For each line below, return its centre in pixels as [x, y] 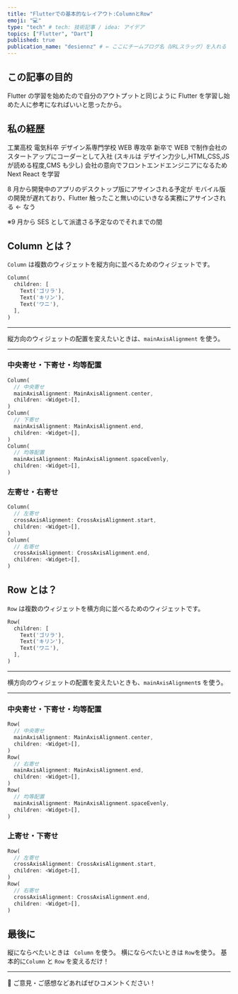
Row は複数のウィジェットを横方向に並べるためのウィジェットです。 [106, 608]
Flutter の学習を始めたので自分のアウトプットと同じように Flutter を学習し [116, 96]
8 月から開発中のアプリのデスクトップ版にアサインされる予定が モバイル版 [117, 189]
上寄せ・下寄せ [33, 836]
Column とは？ [40, 246]
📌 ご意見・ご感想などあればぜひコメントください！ [82, 983]
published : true [31, 40]
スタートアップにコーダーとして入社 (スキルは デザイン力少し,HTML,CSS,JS [119, 156]
